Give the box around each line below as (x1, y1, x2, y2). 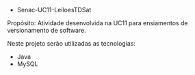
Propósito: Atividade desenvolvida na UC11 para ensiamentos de (7, 19, 188, 27)
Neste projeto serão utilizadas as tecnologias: (7, 40, 135, 47)
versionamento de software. (7, 27, 87, 34)
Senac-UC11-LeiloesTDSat (16, 6, 92, 14)
